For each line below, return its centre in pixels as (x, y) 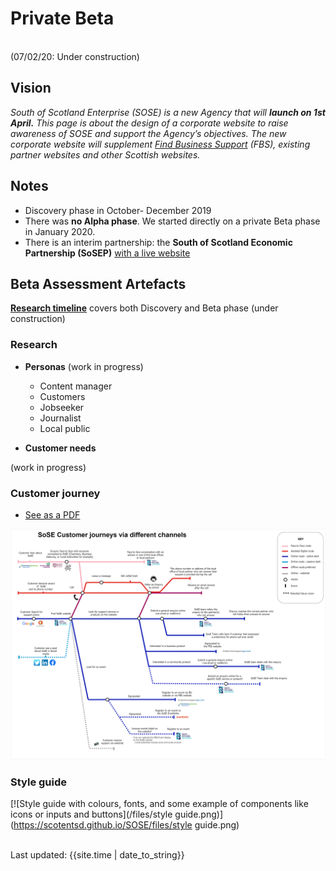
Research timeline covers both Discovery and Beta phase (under (144, 308)
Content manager (76, 386)
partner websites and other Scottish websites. (105, 154)
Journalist (60, 418)
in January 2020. (60, 231)
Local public (65, 428)
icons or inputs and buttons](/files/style (91, 814)
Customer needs (60, 448)
